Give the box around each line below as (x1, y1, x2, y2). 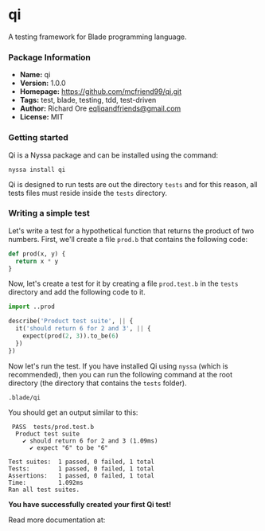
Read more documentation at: (8, 515, 106, 525)
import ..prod (8, 303, 56, 311)
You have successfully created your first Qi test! (8, 499, 172, 509)
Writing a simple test (8, 208, 90, 219)
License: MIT (19, 112, 64, 122)
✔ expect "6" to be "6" (29, 443, 109, 451)
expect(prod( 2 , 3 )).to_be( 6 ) (22, 332, 119, 340)
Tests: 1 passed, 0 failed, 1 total (8, 464, 155, 473)
